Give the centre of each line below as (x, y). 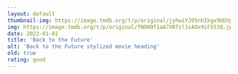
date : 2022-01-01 (33, 33)
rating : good (27, 60)
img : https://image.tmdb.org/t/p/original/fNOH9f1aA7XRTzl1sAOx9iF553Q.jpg (121, 27)
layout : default (31, 14)
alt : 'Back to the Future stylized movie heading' (84, 47)
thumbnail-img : (30, 20)
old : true (22, 54)
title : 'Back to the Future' (50, 40)
